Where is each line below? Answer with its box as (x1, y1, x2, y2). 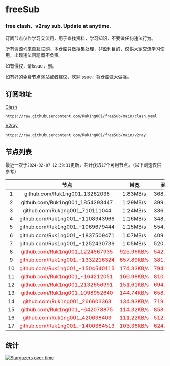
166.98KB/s (119, 273, 149, 280)
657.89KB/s (119, 256, 149, 263)
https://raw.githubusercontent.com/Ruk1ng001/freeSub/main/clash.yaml (5, 114, 157, 119)
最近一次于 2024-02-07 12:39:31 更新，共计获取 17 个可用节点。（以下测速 (5, 162, 153, 168)
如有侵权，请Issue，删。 (5, 63, 57, 69)
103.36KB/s (119, 322, 149, 329)
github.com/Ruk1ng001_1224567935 (21, 248, 113, 255)
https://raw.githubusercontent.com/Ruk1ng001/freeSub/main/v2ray (5, 132, 146, 138)
